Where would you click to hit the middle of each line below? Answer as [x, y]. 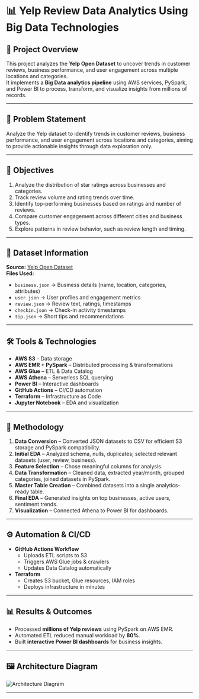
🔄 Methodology [35, 427]
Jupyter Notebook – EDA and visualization [67, 403]
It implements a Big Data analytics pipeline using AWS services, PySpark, [97, 82]
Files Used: [20, 273]
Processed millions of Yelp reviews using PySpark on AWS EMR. [94, 629]
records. [16, 95]
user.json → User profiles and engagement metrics [78, 298]
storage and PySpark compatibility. [57, 448]
